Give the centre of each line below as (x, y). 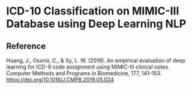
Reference (26, 46)
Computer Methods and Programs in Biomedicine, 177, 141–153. (84, 73)
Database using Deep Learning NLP (96, 24)
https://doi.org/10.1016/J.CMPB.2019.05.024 (60, 80)
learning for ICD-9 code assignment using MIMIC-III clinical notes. (88, 67)
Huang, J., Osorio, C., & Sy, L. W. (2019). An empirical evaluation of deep (96, 60)
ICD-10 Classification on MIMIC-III (93, 11)
